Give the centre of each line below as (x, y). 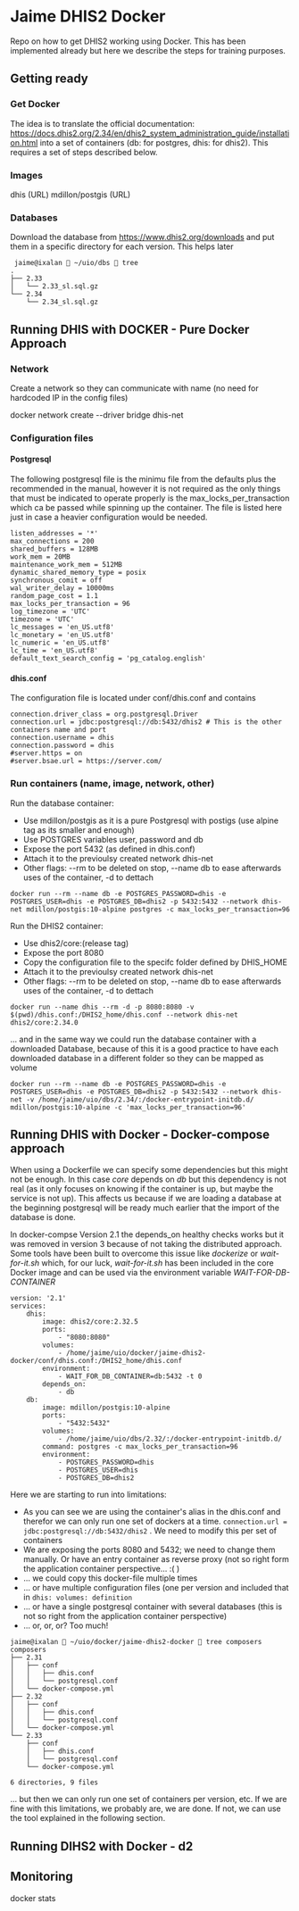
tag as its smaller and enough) (79, 830)
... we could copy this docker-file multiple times (110, 1578)
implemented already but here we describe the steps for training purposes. (148, 50)
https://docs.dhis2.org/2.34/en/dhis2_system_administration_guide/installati (150, 133)
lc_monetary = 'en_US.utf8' (62, 636)
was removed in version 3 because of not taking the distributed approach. (146, 1244)
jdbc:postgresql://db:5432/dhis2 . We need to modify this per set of (150, 1531)
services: (29, 1306)
